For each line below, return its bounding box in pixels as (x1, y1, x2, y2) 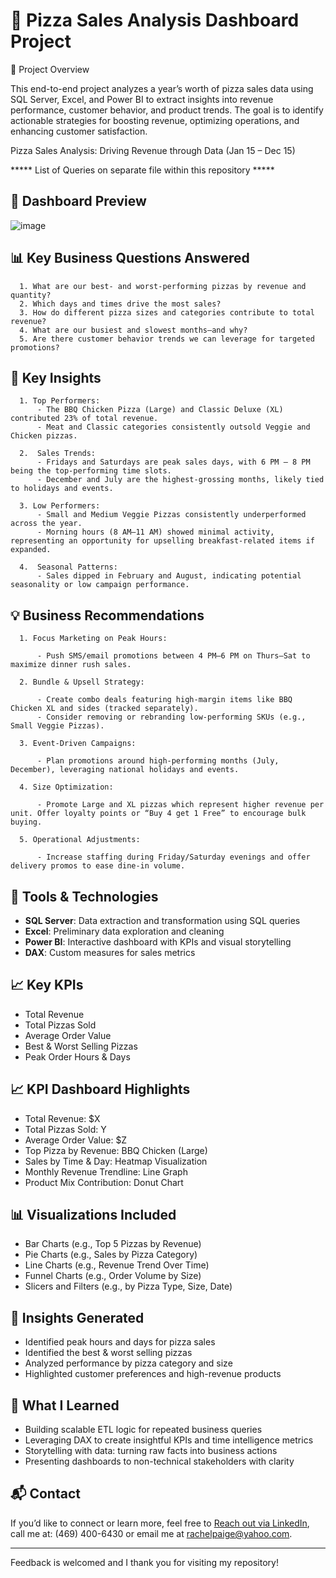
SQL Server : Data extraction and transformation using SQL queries (24, 915, 301, 926)
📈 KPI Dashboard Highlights (10, 1081, 191, 1098)
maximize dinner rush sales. (10, 660, 132, 670)
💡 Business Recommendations (10, 607, 205, 624)
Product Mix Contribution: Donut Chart (24, 1176, 184, 1188)
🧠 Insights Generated (10, 1309, 145, 1326)
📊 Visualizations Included (10, 1207, 177, 1224)
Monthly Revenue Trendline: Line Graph (24, 1165, 188, 1178)
